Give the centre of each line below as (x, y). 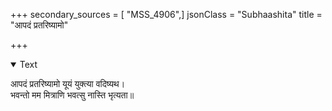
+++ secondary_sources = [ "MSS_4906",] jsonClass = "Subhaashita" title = (166, 14)
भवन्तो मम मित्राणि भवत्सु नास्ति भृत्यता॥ (72, 95)
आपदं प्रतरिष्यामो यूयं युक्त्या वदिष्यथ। (68, 83)
